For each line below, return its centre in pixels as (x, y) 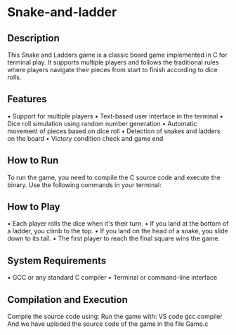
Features (27, 99)
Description (33, 38)
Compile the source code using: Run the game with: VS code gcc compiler (115, 317)
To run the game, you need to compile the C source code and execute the (114, 177)
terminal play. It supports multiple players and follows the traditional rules (113, 62)
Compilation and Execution (67, 300)
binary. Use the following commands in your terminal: (84, 185)
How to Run (33, 161)
